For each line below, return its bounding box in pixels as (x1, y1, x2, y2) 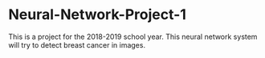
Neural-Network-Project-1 (8, 6, 187, 24)
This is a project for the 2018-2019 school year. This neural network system (8, 32, 258, 41)
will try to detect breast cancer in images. (8, 40, 146, 49)
